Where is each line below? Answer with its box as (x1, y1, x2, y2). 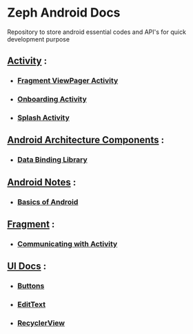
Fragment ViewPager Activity (17, 76, 119, 86)
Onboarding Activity (17, 95, 88, 104)
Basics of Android (17, 197, 79, 207)
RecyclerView (17, 318, 65, 328)
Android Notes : (7, 176, 77, 188)
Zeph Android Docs (7, 5, 121, 21)
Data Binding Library (17, 155, 88, 165)
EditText (17, 299, 46, 309)
